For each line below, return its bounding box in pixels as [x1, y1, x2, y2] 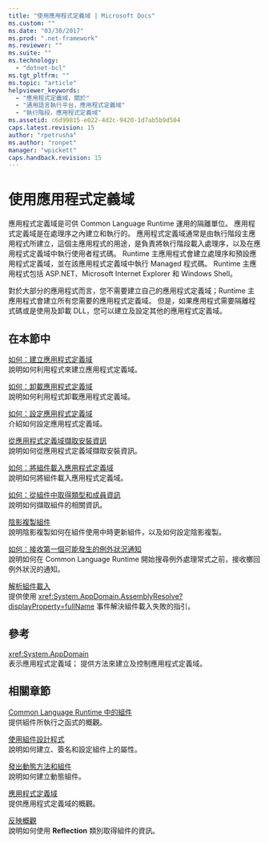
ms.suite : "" [8, 49, 52, 57]
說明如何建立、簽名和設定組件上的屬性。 [8, 744, 142, 754]
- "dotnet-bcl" [15, 64, 66, 72]
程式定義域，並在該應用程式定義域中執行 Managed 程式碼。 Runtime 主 [14, 259, 250, 269]
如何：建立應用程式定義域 [8, 355, 93, 364]
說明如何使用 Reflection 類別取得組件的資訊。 [8, 825, 160, 835]
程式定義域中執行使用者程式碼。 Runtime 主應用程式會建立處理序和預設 [14, 249, 250, 259]
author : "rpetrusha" [8, 131, 78, 139]
